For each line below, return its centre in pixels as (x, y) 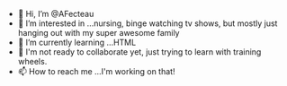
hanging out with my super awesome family (99, 33)
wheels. (32, 61)
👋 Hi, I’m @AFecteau (56, 14)
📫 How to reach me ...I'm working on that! (96, 71)
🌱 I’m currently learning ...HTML (77, 42)
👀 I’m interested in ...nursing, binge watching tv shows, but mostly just (148, 23)
